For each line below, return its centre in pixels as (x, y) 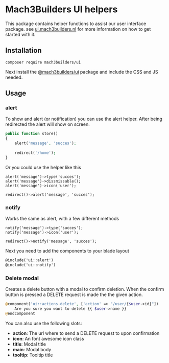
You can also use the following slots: (44, 323)
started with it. (20, 34)
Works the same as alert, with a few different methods (62, 218)
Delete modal (22, 278)
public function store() (32, 134)
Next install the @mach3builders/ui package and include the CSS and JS (82, 72)
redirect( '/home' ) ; (35, 153)
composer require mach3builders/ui (43, 62)
